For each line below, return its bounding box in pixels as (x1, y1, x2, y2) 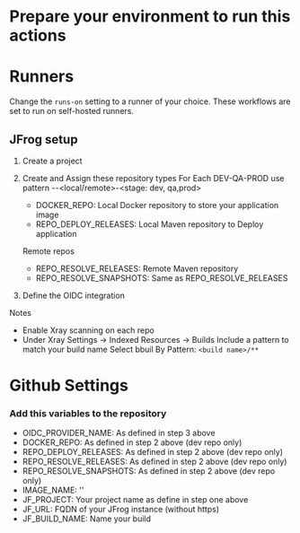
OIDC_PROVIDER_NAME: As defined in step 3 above (22, 428, 216, 439)
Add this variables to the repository (9, 407, 167, 420)
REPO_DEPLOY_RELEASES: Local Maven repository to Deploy (35, 218, 264, 230)
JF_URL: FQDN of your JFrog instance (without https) (22, 504, 220, 515)
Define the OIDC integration (22, 290, 126, 301)
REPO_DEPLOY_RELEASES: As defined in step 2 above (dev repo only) (22, 447, 283, 458)
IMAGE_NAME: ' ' (22, 485, 84, 495)
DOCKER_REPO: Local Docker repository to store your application (35, 199, 279, 210)
